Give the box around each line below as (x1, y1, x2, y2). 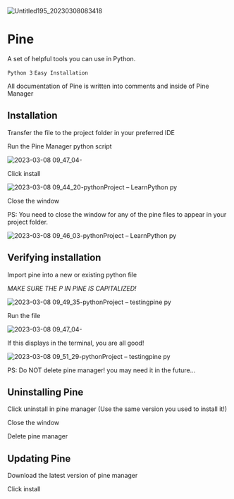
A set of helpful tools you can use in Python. (7, 54, 136, 63)
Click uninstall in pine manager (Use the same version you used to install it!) (7, 405, 228, 413)
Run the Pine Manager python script (7, 141, 112, 151)
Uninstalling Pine (7, 386, 84, 398)
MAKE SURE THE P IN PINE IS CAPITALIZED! (7, 284, 137, 292)
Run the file (7, 311, 41, 320)
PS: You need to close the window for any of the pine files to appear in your (7, 210, 227, 218)
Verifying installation (7, 252, 101, 264)
